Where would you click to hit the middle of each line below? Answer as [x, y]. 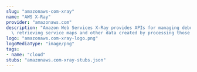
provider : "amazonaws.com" [39, 22]
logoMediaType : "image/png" [40, 44]
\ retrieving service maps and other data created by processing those [101, 33]
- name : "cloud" [26, 55]
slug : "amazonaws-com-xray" [40, 11]
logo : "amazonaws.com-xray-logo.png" [52, 38]
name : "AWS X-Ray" [28, 17]
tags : [13, 49]
